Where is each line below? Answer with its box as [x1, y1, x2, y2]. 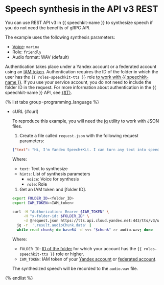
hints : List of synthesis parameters [19, 171, 91, 176]
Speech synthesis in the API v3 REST [5, 3, 158, 15]
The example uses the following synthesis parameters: [5, 34, 116, 40]
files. [12, 123, 23, 129]
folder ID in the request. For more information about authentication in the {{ [5, 84, 157, 90]
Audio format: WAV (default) [12, 54, 70, 60]
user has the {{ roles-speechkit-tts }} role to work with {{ [5, 74, 126, 80]
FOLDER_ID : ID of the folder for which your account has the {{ [19, 245, 142, 251]
